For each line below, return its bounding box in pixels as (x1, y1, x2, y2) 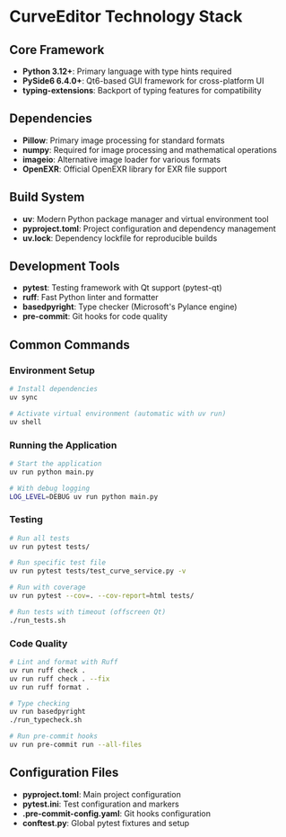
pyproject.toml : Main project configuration (22, 788, 181, 799)
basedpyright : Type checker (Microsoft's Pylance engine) (22, 301, 238, 312)
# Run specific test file (9, 558, 106, 567)
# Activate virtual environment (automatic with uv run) (9, 409, 227, 418)
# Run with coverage (9, 583, 87, 592)
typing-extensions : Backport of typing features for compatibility (22, 85, 262, 95)
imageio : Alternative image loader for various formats (22, 154, 221, 165)
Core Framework (9, 42, 105, 58)
